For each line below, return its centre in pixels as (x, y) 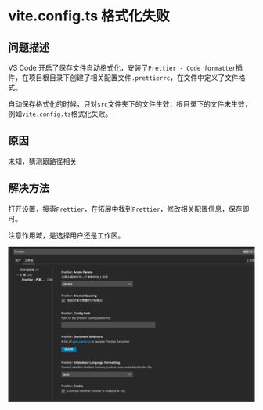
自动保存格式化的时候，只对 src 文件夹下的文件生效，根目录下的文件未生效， (130, 104)
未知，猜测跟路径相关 (42, 161)
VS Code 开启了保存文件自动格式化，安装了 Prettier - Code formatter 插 (125, 68)
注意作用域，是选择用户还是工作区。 (67, 235)
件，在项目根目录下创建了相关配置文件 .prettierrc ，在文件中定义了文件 (123, 78)
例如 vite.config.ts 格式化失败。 (60, 114)
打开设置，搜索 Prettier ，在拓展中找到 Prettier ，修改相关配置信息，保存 (125, 209)
